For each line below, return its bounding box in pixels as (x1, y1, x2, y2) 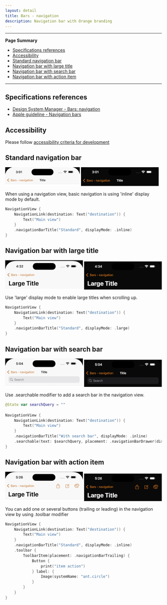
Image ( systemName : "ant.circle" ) (40, 574, 110, 579)
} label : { (31, 569, 55, 574)
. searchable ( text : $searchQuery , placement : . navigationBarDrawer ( (14, 439, 157, 444)
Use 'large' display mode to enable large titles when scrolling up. (5, 295, 138, 301)
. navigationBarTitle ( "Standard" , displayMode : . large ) (14, 326, 130, 331)
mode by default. (5, 196, 40, 202)
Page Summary (5, 37, 38, 43)
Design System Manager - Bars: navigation (12, 106, 100, 112)
